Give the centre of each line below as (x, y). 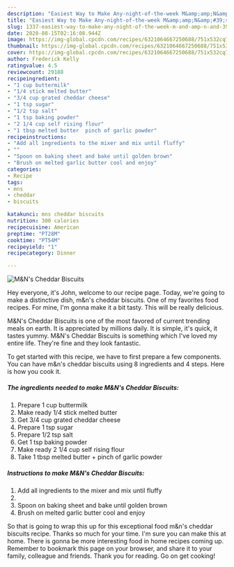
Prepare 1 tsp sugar (45, 428)
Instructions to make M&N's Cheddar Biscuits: (76, 473)
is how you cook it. (34, 372)
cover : (17, 53)
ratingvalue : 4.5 (32, 66)
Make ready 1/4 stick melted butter (67, 413)
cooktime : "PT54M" (34, 240)
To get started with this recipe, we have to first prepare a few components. (114, 357)
